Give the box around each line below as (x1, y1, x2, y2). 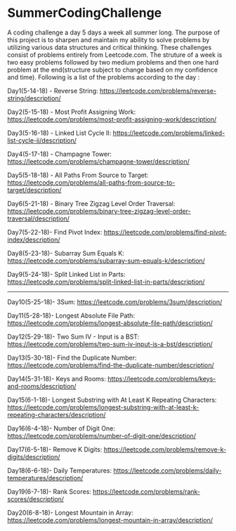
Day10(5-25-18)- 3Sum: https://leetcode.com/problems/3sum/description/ (7, 297, 223, 306)
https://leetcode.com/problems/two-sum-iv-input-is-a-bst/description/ (7, 339, 213, 348)
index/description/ (7, 235, 60, 244)
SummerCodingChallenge (7, 5, 162, 21)
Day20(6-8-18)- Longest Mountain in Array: (7, 508, 133, 517)
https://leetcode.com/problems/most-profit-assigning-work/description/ (7, 114, 217, 124)
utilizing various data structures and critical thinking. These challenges (7, 43, 212, 51)
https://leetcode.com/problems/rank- (92, 487, 201, 496)
